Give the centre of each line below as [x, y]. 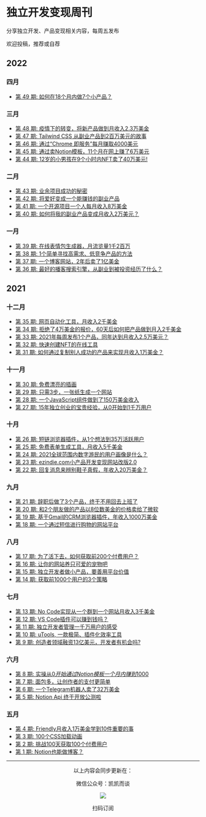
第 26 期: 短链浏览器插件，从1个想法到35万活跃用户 [80, 439]
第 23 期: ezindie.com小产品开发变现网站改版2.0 [76, 462]
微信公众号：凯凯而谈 [103, 784]
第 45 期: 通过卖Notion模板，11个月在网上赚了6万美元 [82, 151]
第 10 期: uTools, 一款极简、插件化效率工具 [69, 634]
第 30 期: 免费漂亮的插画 [46, 384]
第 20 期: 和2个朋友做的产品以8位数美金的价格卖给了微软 [87, 509]
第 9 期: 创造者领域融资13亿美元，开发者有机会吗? [78, 642]
